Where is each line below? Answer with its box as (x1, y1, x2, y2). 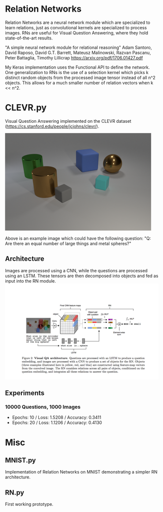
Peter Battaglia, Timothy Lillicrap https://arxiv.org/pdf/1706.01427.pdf (5, 55, 143, 60)
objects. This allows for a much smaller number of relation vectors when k (5, 79, 153, 86)
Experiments (5, 389, 45, 398)
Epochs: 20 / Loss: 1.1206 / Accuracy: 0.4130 (12, 420, 102, 426)
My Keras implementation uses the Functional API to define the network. (5, 64, 150, 70)
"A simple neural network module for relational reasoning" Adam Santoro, (5, 44, 152, 50)
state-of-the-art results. (5, 35, 53, 41)
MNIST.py (5, 456, 36, 464)
